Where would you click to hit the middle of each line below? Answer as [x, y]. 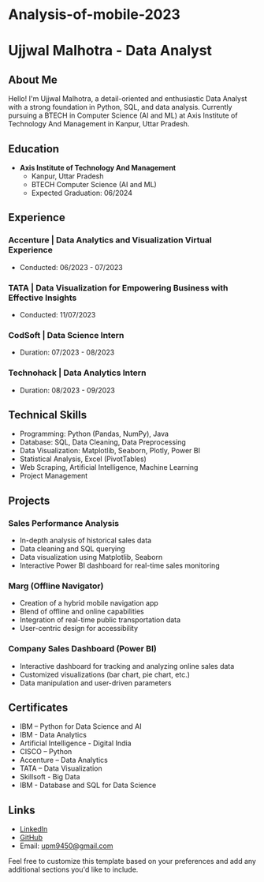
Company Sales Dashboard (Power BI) [83, 649]
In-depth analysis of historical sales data [86, 540]
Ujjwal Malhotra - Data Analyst [110, 51]
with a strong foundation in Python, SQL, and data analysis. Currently [120, 107]
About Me [33, 79]
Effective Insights [43, 298]
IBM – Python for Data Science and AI [80, 726]
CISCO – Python [46, 752]
